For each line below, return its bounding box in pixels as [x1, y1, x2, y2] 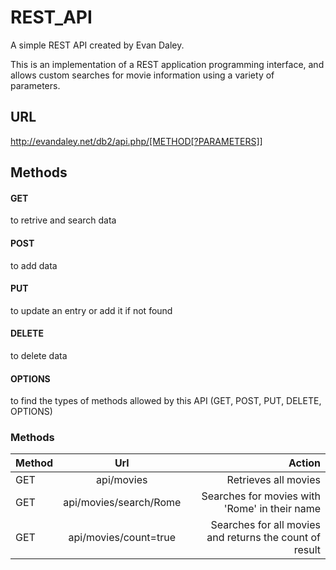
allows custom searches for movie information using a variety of [10, 69, 275, 81]
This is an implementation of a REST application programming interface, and [10, 58, 325, 70]
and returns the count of [206, 531, 321, 545]
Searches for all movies [210, 518, 321, 532]
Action [288, 456, 321, 470]
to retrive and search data [10, 214, 117, 226]
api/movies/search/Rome [63, 496, 182, 510]
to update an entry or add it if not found [10, 304, 173, 316]
